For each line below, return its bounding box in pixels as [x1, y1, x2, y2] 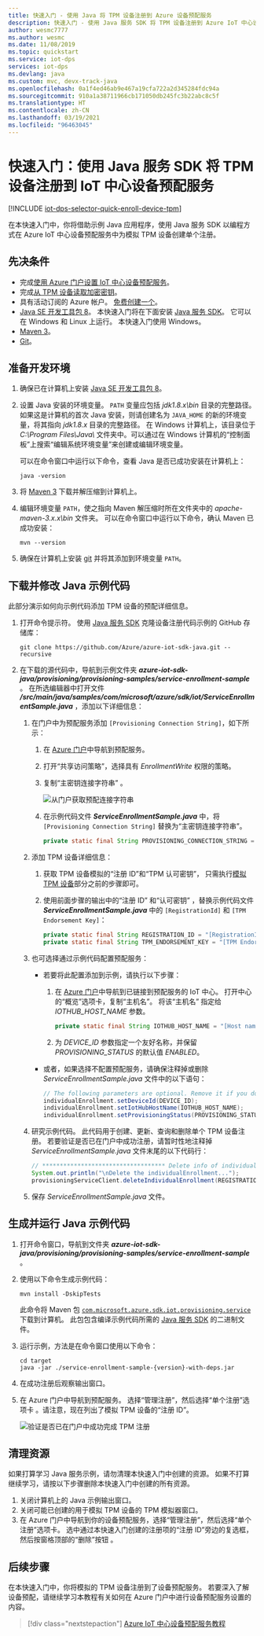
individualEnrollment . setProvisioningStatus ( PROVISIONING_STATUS [42, 1112, 262, 1119]
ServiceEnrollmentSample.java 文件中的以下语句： [42, 1074, 207, 1083]
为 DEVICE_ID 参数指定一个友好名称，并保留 [54, 1037, 198, 1046]
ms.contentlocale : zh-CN [8, 107, 90, 115]
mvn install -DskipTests [19, 1290, 101, 1298]
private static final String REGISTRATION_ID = [42, 931, 202, 939]
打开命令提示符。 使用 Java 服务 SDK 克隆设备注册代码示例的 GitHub [19, 618, 242, 627]
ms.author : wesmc [8, 33, 65, 42]
